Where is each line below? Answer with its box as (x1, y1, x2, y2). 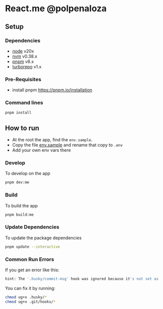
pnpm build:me (5, 212, 34, 217)
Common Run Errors (5, 256, 54, 263)
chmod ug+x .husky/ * (5, 294, 47, 300)
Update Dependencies (5, 223, 60, 230)
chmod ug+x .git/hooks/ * (5, 299, 56, 304)
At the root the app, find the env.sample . (12, 137, 93, 143)
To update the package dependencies (5, 235, 82, 241)
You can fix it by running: (5, 285, 55, 291)
